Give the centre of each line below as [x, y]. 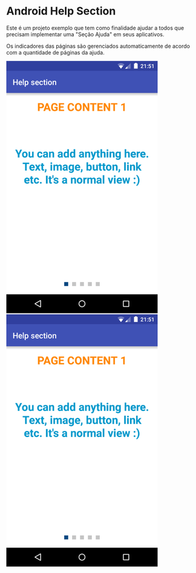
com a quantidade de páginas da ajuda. [55, 52]
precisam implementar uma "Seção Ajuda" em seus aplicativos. [85, 34]
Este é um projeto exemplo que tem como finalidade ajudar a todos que [95, 28]
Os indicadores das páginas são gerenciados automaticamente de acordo [98, 46]
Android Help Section [61, 11]
